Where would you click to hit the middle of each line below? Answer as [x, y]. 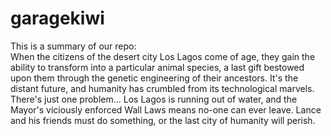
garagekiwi [57, 18]
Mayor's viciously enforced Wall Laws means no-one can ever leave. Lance [166, 109]
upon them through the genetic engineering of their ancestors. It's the [154, 78]
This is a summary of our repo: [73, 46]
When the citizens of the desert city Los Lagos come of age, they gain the [163, 56]
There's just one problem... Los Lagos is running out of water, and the [154, 99]
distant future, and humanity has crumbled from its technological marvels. [162, 88]
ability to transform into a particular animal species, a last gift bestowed [157, 67]
